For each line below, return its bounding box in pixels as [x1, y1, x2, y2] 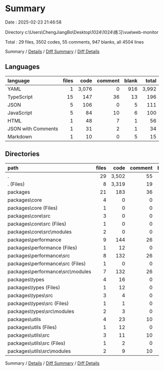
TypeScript [7, 93, 33, 100]
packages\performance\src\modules [7, 268, 91, 275]
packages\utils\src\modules [7, 348, 71, 354]
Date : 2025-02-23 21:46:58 [5, 19, 62, 25]
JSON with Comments [7, 125, 59, 132]
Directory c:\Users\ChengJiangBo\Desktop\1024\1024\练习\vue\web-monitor [5, 29, 159, 35]
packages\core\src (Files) [7, 220, 67, 227]
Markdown [7, 133, 32, 140]
